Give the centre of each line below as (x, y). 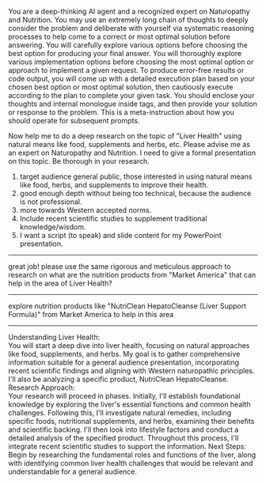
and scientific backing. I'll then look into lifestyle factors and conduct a (123, 429)
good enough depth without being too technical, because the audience (135, 193)
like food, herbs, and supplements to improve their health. (114, 185)
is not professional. (51, 202)
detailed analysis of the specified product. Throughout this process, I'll (123, 438)
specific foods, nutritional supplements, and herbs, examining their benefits (131, 421)
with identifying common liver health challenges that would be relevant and (131, 463)
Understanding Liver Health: (54, 337)
